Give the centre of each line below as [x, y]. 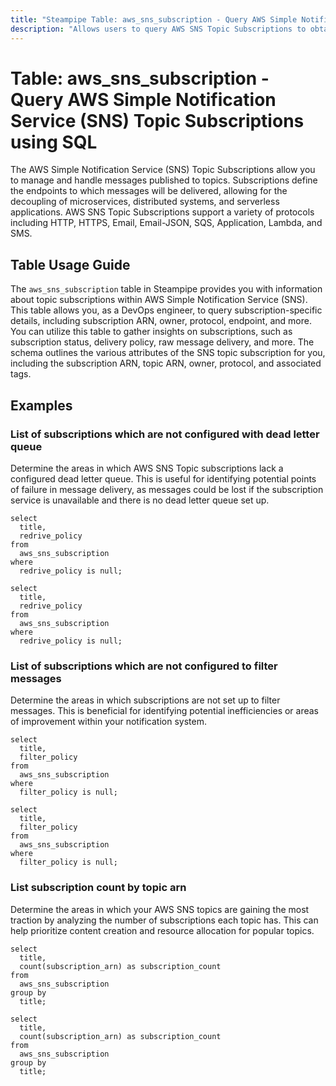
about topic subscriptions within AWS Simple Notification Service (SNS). [159, 300]
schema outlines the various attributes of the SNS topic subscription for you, [168, 353]
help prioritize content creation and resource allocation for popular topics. [162, 930]
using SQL [54, 142]
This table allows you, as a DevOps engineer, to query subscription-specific [166, 310]
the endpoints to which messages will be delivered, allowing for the [149, 191]
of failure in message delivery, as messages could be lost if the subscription [167, 489]
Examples [41, 405]
